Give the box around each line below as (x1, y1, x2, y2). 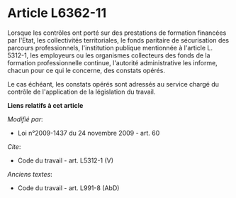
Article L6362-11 (7, 5, 107, 21)
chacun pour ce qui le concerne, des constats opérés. (7, 66, 165, 75)
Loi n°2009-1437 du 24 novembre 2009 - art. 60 (17, 128, 160, 137)
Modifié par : (7, 115, 44, 123)
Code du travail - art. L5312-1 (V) (17, 156, 114, 165)
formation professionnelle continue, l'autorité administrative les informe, (7, 58, 218, 67)
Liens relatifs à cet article (7, 101, 84, 109)
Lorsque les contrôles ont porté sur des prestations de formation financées (7, 28, 227, 37)
